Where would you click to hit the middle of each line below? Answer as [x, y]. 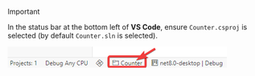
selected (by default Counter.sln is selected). [83, 36]
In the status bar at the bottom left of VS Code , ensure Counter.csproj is [127, 27]
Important [24, 12]
